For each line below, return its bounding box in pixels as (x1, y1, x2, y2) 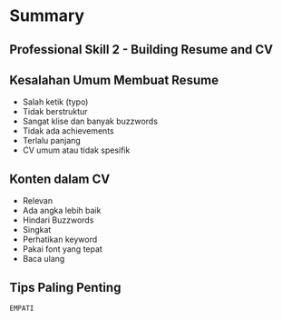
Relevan (22, 195, 53, 206)
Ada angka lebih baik (22, 205, 102, 216)
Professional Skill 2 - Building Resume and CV (9, 42, 274, 57)
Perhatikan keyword (22, 234, 98, 245)
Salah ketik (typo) (22, 96, 89, 107)
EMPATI (9, 304, 34, 314)
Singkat (22, 225, 52, 235)
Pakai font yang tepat (22, 244, 102, 255)
